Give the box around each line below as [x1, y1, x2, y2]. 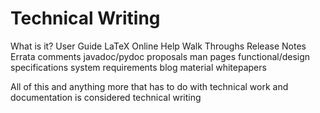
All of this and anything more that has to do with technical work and [10, 80, 289, 92]
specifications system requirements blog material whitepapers [10, 61, 267, 73]
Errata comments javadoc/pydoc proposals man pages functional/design [10, 50, 311, 62]
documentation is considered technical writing [10, 91, 202, 103]
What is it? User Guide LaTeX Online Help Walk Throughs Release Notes [10, 40, 307, 52]
